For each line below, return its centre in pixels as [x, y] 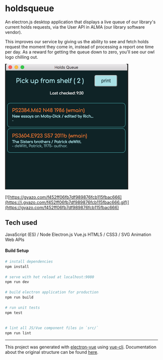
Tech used [21, 223]
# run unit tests [23, 308]
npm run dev [17, 282]
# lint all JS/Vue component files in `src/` [52, 328]
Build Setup [17, 251]
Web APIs [15, 239]
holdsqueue [30, 8]
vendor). [14, 32]
